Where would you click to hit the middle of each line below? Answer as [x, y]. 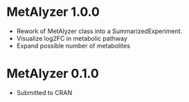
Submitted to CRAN [44, 92]
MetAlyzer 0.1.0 [53, 74]
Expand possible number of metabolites [73, 45]
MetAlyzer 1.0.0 [53, 12]
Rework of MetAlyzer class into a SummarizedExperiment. [99, 31]
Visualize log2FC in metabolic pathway [72, 38]
